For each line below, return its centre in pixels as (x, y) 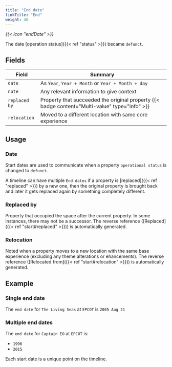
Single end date (25, 298)
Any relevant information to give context (88, 92)
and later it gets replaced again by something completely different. (76, 191)
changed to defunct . (27, 170)
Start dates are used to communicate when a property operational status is (86, 165)
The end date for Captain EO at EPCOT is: (47, 334)
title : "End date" (25, 10)
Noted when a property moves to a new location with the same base (77, 251)
